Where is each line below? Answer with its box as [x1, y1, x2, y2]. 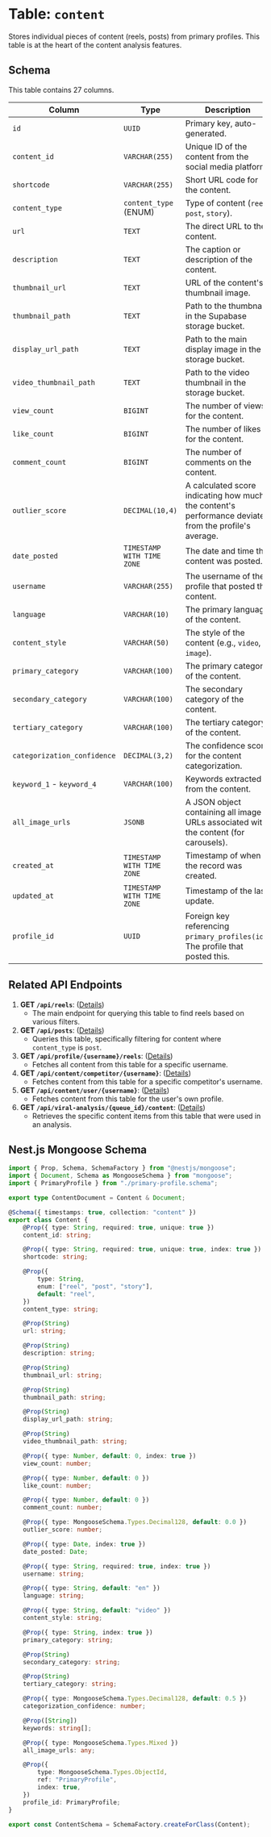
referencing [185, 921, 230, 932]
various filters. [31, 1017, 81, 1026]
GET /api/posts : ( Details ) [19, 1025, 105, 1035]
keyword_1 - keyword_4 [12, 778, 97, 789]
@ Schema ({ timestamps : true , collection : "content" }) [8, 1208, 197, 1217]
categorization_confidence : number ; [23, 1702, 147, 1710]
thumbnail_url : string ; [23, 1371, 103, 1380]
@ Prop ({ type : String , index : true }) [23, 1628, 153, 1636]
